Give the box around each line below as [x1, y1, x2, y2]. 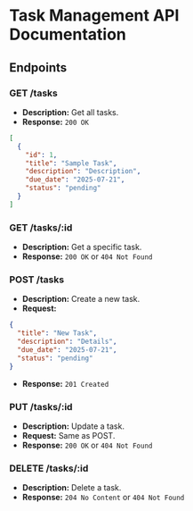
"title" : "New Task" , [17, 329, 98, 338]
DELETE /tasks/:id [9, 462, 89, 474]
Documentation [9, 24, 127, 45]
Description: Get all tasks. [21, 106, 119, 117]
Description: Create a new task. [21, 294, 141, 305]
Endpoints [9, 60, 68, 75]
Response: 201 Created [21, 378, 109, 389]
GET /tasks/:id [9, 221, 73, 233]
